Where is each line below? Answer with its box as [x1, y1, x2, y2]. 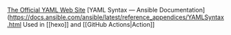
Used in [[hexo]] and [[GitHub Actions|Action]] [23, 21, 155, 28]
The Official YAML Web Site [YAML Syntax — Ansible [7, 6, 158, 14]
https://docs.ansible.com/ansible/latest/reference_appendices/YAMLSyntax [9, 13, 224, 21]
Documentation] [159, 6, 205, 14]
